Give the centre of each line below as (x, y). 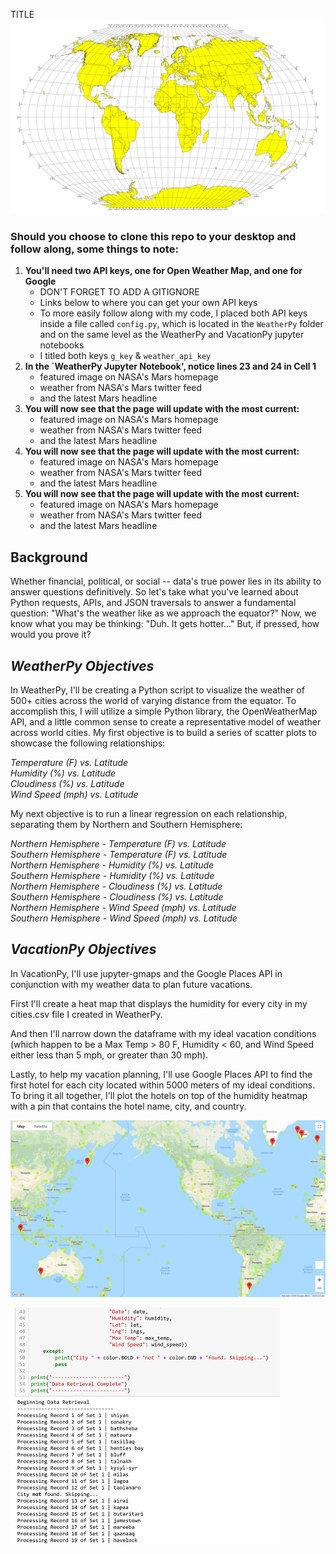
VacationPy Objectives (83, 949)
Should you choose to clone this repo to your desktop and (153, 236)
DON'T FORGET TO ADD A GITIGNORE (119, 292)
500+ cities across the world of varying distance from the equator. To (153, 700)
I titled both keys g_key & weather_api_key (125, 356)
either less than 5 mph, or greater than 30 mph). (109, 1055)
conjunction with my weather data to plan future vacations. (131, 984)
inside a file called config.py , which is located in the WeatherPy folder (181, 324)
